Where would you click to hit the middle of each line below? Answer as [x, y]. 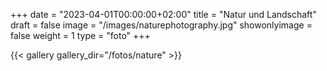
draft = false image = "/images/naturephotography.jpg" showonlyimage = [161, 25]
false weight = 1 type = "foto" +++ [80, 35]
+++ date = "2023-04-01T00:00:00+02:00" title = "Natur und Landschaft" [163, 14]
